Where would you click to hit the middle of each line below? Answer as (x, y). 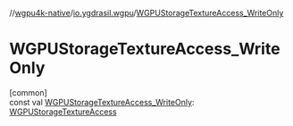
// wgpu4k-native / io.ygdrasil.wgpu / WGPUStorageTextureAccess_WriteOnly (146, 13)
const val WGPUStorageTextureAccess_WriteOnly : (102, 102)
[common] (28, 92)
